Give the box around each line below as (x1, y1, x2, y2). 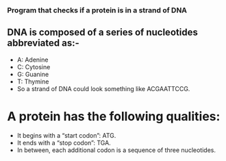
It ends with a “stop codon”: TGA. (16, 138, 111, 147)
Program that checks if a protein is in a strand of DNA (7, 5, 187, 15)
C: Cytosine (16, 62, 51, 71)
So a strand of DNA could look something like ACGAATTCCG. (16, 84, 190, 92)
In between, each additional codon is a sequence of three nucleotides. (16, 146, 216, 154)
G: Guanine (16, 70, 49, 78)
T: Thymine (16, 77, 49, 86)
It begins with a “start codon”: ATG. (16, 131, 116, 139)
